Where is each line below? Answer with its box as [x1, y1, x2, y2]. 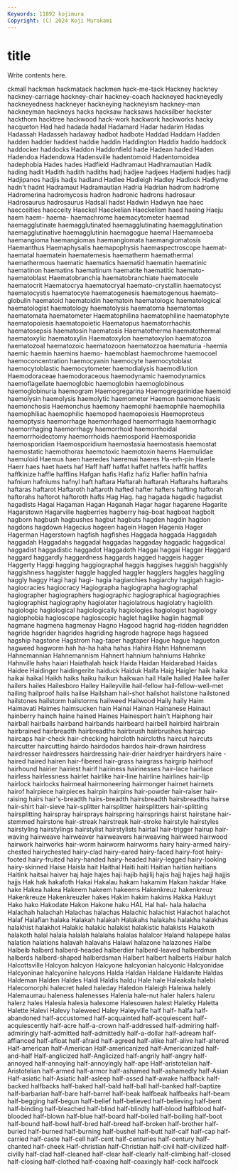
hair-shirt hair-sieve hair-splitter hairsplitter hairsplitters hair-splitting [7, 803, 208, 811]
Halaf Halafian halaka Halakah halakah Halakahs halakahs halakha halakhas [7, 916, 229, 924]
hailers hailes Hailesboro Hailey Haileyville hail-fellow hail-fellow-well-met [7, 682, 224, 690]
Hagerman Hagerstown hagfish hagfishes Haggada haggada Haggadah [7, 530, 217, 539]
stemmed [7, 818, 36, 826]
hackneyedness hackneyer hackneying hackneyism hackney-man [7, 100, 200, 109]
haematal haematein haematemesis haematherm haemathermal [7, 251, 194, 259]
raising [7, 795, 28, 803]
